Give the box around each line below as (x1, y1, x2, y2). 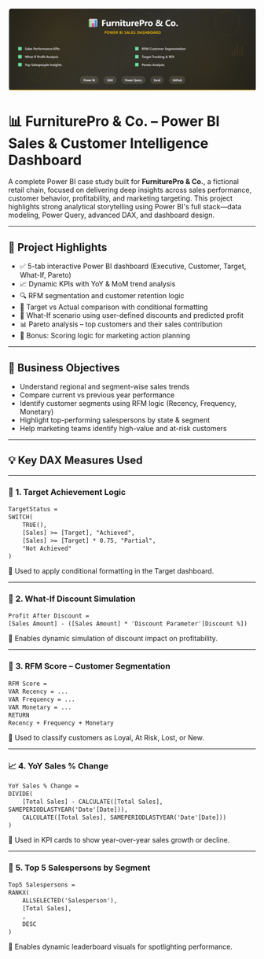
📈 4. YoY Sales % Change (8, 760, 108, 771)
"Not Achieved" (22, 544, 72, 553)
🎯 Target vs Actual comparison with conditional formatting (19, 302, 208, 312)
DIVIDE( (8, 790, 34, 798)
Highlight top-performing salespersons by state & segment (19, 415, 211, 425)
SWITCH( (8, 513, 34, 522)
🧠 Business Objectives (8, 361, 120, 374)
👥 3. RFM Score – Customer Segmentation (8, 661, 170, 672)
